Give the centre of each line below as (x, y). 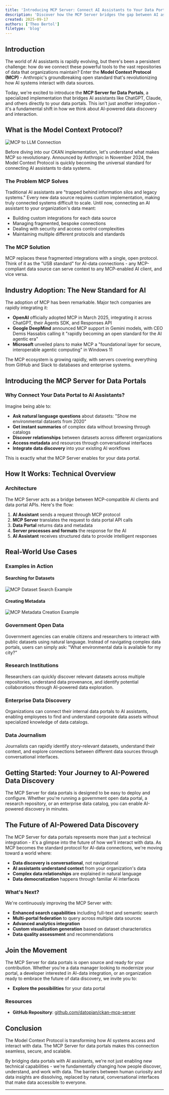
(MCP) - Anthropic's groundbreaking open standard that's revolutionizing (81, 77)
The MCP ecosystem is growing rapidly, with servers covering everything (81, 360)
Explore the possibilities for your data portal (59, 988)
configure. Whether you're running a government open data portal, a (76, 798)
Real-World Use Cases (41, 552)
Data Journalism (26, 735)
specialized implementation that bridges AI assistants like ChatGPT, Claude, (84, 98)
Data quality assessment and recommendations (63, 934)
